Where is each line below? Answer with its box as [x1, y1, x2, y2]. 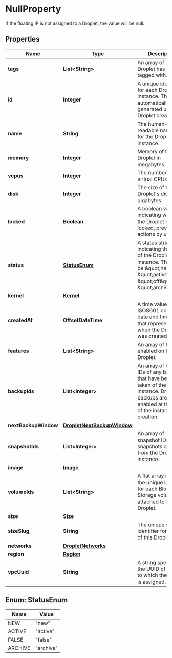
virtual [137, 175, 153, 183]
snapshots [137, 443, 163, 450]
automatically [137, 99, 170, 106]
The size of [137, 184, 165, 191]
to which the [137, 571, 167, 579]
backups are [137, 394, 167, 401]
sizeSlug [8, 527, 30, 534]
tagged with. [137, 71, 168, 78]
